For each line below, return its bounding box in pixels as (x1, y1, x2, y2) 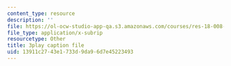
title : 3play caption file (7, 42, 85, 49)
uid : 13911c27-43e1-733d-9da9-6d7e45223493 (7, 49, 134, 56)
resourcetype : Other (7, 36, 67, 43)
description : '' (7, 16, 54, 23)
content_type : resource (7, 10, 76, 17)
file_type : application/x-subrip (7, 29, 103, 36)
